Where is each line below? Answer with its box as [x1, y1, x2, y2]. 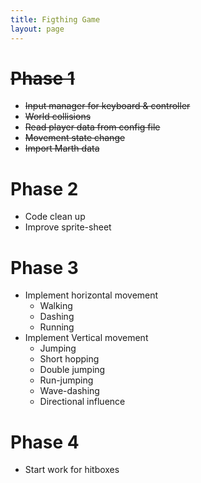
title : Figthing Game [10, 14, 101, 25]
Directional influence [39, 396, 126, 408]
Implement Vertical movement [24, 332, 149, 344]
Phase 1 [10, 67, 75, 90]
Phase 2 [10, 177, 79, 200]
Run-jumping [39, 374, 94, 386]
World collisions [24, 111, 92, 123]
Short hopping [39, 353, 100, 365]
